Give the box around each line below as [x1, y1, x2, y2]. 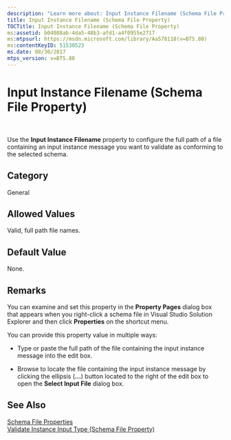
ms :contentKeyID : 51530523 [7, 42, 85, 49]
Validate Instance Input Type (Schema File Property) [7, 425, 155, 433]
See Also [7, 399, 46, 411]
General [7, 188, 30, 196]
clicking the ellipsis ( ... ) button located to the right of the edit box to [16, 372, 209, 380]
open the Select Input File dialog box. [16, 379, 124, 388]
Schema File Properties [7, 417, 74, 426]
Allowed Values [7, 208, 76, 220]
